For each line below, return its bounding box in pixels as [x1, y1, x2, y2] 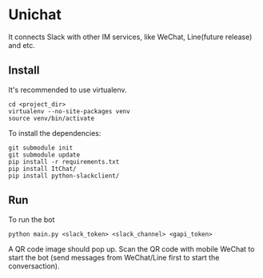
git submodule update [8, 150, 81, 159]
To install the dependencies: [8, 128, 102, 137]
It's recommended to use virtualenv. [8, 85, 127, 94]
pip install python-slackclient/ [8, 172, 120, 180]
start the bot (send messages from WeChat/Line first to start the [8, 252, 220, 262]
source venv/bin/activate [8, 114, 94, 122]
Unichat [8, 6, 62, 24]
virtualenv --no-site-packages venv [8, 107, 130, 115]
